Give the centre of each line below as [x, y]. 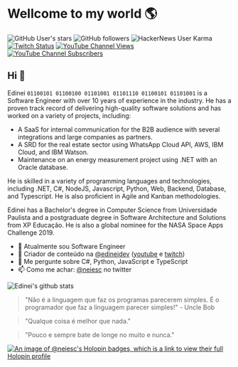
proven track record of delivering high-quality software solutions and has [114, 108]
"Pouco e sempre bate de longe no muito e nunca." [99, 334]
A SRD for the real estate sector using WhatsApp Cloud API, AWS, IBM [120, 144]
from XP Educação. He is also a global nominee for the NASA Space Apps [115, 225]
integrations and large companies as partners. [85, 137]
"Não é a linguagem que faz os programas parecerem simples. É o [122, 299]
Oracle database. [43, 167]
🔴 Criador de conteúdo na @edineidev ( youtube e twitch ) [101, 254]
